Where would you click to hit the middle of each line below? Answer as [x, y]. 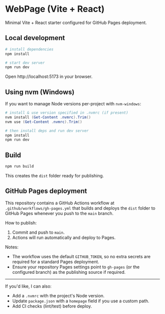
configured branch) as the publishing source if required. [69, 272]
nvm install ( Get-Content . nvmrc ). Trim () [48, 117]
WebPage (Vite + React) [55, 9]
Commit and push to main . [38, 232]
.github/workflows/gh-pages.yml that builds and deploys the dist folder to [80, 208]
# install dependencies [29, 49]
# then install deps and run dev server [47, 131]
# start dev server [25, 63]
